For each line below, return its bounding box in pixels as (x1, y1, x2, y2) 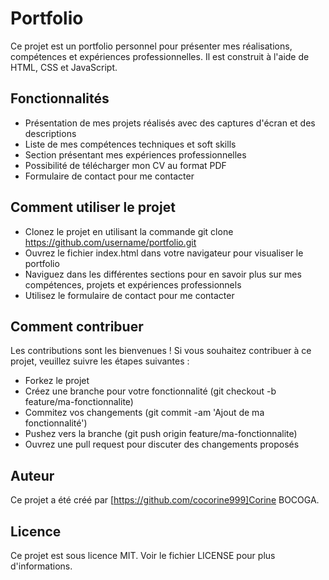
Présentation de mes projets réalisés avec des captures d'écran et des (24, 117, 316, 129)
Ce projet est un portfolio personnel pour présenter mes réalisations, (10, 40, 293, 52)
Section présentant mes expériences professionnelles (24, 148, 247, 161)
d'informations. (10, 560, 73, 572)
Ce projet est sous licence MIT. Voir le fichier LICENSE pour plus (10, 550, 276, 561)
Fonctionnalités (10, 90, 110, 107)
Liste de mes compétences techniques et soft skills (24, 138, 237, 150)
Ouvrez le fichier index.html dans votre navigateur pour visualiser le (24, 247, 304, 259)
